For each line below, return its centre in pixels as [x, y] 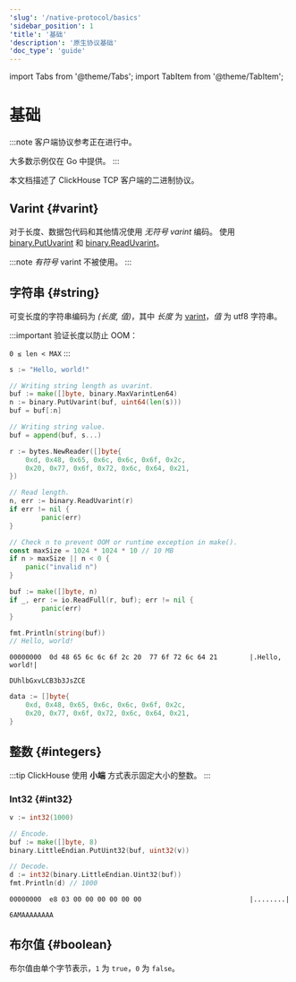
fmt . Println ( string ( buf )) [57, 633]
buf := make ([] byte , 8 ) [54, 842]
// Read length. [39, 493]
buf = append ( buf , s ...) [55, 435]
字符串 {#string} [55, 293]
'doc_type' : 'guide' [48, 51]
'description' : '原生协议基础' [63, 43]
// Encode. [30, 834]
